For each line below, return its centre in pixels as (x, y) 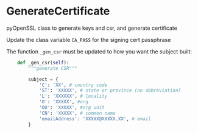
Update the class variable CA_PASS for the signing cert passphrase (89, 39)
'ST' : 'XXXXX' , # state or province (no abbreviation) (110, 90)
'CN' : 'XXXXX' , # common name (77, 113)
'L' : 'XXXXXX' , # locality (73, 96)
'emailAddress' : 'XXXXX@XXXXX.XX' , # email (95, 119)
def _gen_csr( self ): (43, 63)
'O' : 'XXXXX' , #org (63, 102)
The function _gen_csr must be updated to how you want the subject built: (99, 51)
